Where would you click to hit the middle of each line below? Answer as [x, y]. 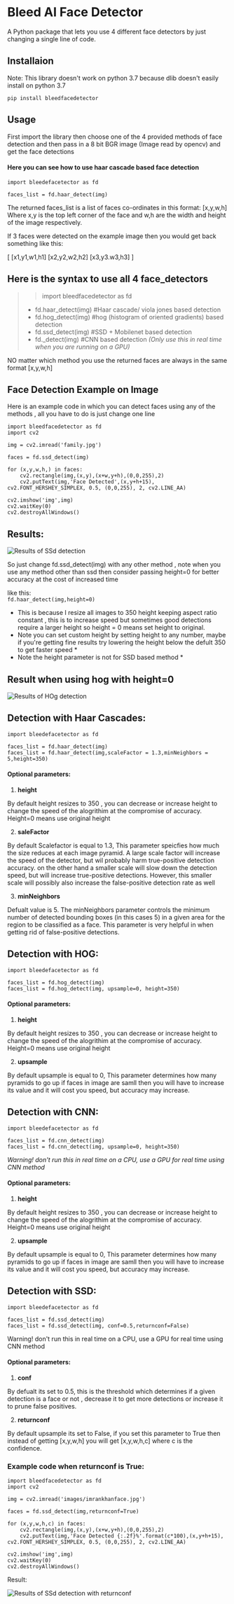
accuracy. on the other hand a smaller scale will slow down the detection [112, 868]
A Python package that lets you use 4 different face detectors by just [107, 32]
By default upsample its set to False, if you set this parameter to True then [114, 1434]
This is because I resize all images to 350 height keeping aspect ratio [117, 613]
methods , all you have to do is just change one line [81, 414]
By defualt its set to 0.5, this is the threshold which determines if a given [111, 1392]
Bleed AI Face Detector [75, 12]
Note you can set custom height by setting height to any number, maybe [122, 635]
